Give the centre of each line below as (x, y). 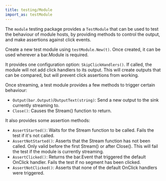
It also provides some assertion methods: (48, 120)
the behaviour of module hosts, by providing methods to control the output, (83, 34)
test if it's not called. (33, 135)
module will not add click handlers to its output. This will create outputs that (83, 70)
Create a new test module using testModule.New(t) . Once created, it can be (83, 49)
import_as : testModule (29, 15)
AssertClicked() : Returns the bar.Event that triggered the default (79, 157)
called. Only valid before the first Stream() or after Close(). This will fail (85, 146)
